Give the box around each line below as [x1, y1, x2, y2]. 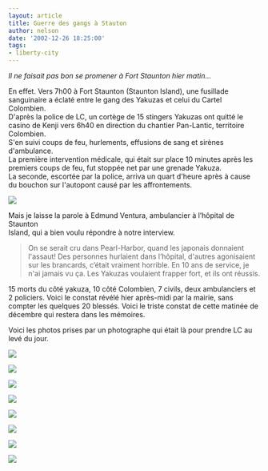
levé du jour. [8, 334, 50, 343]
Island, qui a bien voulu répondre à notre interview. [8, 227, 176, 237]
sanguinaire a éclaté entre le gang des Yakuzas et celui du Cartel [8, 95, 222, 104]
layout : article [8, 11, 62, 20]
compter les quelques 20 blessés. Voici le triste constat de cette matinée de [8, 301, 258, 311]
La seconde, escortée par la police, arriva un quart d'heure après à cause [8, 171, 250, 181]
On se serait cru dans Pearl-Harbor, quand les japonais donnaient [27, 244, 244, 252]
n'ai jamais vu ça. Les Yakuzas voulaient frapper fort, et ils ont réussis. [27, 269, 261, 278]
